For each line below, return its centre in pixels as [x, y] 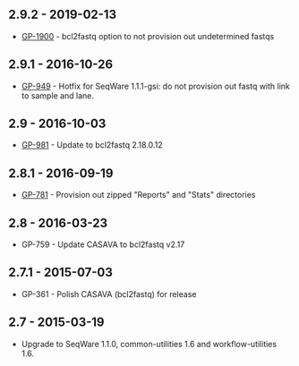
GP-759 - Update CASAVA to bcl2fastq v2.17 [103, 244]
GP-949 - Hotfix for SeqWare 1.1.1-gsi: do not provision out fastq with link [155, 86]
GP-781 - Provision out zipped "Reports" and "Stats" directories [138, 195]
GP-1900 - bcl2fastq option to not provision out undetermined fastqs [148, 36]
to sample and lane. [58, 95]
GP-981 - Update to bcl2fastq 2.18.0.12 [92, 145]
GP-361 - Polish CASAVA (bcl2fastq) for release [109, 294]
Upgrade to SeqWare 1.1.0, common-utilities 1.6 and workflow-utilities [149, 344]
